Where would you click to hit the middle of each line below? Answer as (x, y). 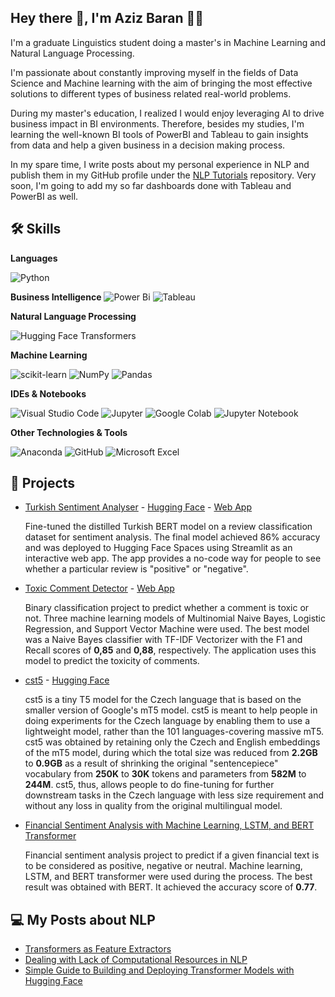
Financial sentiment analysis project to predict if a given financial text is (172, 855)
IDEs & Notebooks (48, 393)
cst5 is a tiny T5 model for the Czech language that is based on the (163, 700)
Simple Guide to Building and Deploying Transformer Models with (159, 970)
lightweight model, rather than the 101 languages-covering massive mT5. (174, 732)
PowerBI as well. (44, 196)
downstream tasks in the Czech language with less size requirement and (174, 795)
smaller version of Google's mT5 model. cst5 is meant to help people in (171, 710)
